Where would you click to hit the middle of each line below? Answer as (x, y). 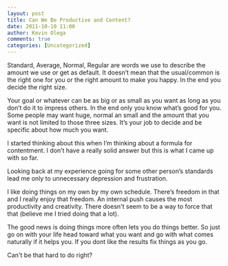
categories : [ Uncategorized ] (49, 45)
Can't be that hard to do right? (50, 255)
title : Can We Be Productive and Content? (69, 20)
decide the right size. (37, 87)
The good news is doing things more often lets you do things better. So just (114, 227)
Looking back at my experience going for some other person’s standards (110, 171)
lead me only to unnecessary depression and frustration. (87, 178)
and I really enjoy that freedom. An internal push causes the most (100, 199)
